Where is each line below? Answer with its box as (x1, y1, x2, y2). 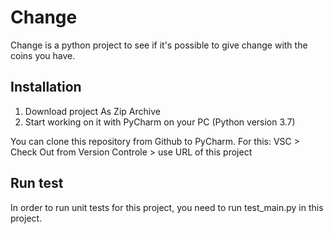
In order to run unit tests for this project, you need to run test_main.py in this (10, 201, 324, 213)
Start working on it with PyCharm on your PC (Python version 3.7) (24, 116, 296, 128)
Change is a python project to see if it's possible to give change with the (10, 39, 308, 51)
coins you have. (10, 49, 76, 61)
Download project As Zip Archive (24, 105, 161, 117)
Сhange (10, 6, 78, 29)
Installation (10, 79, 82, 96)
